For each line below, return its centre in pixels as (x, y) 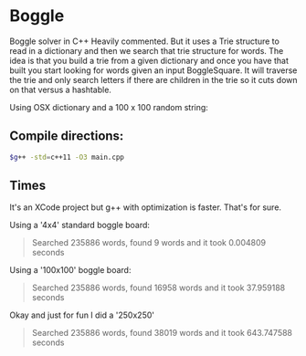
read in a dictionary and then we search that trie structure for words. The (147, 50)
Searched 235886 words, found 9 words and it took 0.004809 (149, 243)
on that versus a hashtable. (61, 89)
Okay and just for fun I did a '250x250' (82, 315)
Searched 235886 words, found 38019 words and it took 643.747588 (162, 333)
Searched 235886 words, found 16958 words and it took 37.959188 (158, 288)
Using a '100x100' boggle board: (70, 270)
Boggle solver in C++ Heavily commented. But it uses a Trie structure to (145, 41)
